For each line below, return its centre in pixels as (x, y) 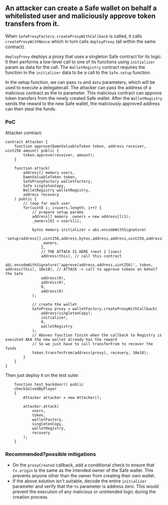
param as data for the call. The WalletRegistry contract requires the (75, 67)
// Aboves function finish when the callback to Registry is (97, 335)
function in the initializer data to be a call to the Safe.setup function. (78, 72)
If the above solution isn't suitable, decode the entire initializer (79, 481)
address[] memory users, (49, 173)
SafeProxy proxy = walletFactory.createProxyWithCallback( (94, 309)
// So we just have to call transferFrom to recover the (92, 344)
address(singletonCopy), (67, 313)
